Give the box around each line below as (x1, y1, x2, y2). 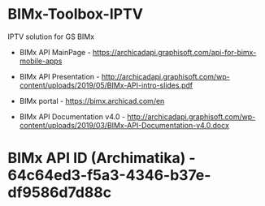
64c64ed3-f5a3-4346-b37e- (7, 166, 211, 185)
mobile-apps (19, 56, 63, 66)
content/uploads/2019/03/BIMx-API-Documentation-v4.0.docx (19, 120, 229, 130)
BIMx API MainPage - (19, 47, 91, 57)
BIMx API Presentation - (19, 71, 100, 81)
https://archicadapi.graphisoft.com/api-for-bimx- (92, 47, 257, 57)
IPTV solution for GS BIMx (7, 32, 95, 41)
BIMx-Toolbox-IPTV (7, 5, 144, 24)
